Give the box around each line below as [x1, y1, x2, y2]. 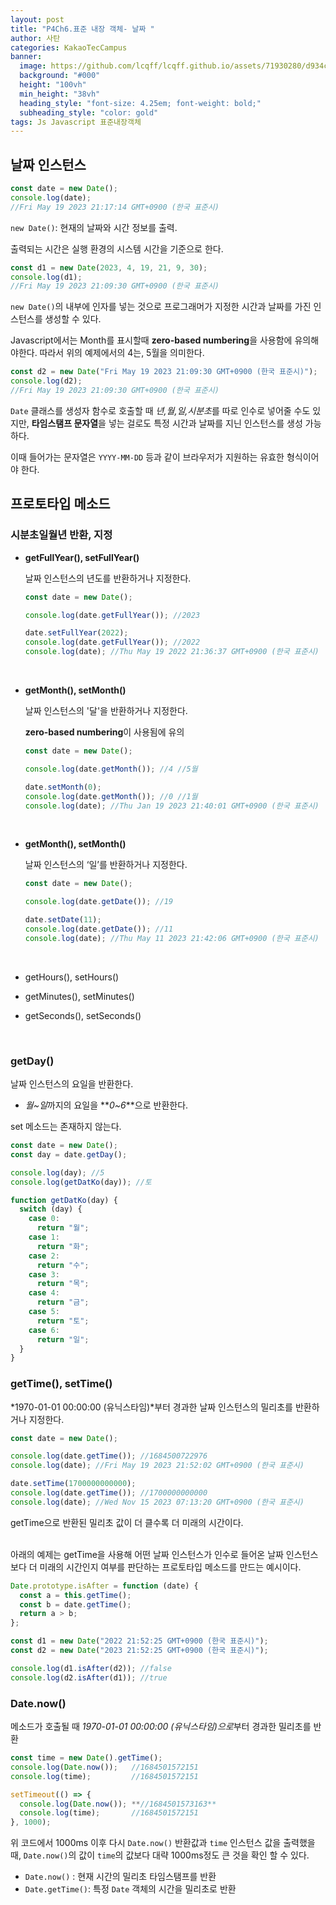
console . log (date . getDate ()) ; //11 [24, 924, 174, 934]
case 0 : [28, 1214, 60, 1224]
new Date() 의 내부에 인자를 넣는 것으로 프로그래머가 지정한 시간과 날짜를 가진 [10, 301, 312, 313]
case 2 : [28, 1251, 60, 1261]
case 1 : [28, 1232, 60, 1243]
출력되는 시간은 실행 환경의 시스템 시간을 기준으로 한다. [10, 242, 224, 255]
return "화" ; [36, 1241, 90, 1251]
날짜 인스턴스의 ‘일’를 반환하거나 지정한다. [24, 859, 188, 871]
